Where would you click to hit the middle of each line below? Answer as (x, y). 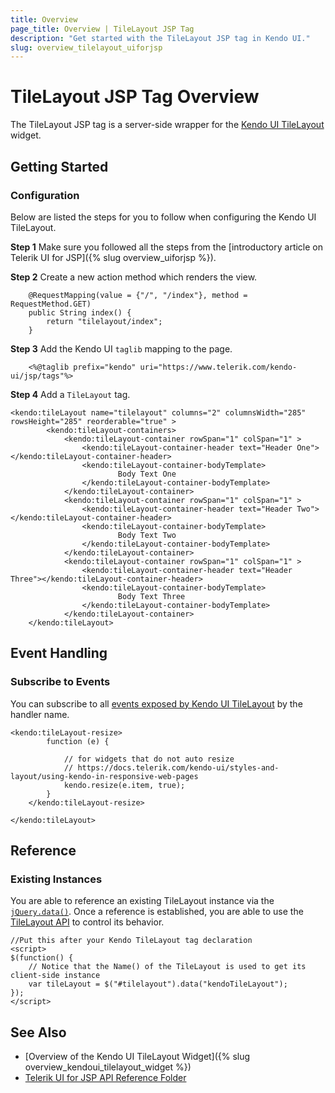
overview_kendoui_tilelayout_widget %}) (108, 1067)
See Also (38, 1032)
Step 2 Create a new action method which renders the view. (134, 277)
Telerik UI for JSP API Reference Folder (105, 1078)
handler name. (40, 714)
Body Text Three (151, 596)
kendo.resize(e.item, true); (124, 785)
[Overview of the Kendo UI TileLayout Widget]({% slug (137, 1057)
